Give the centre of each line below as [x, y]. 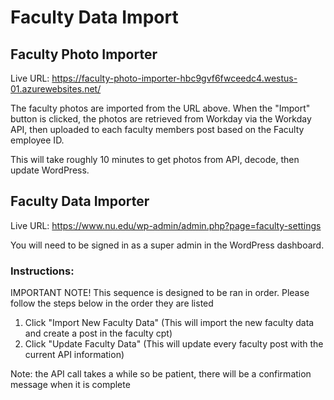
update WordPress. [50, 170]
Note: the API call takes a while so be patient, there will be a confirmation [161, 374]
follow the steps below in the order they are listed [112, 303]
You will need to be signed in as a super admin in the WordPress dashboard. [167, 245]
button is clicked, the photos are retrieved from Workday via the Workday [161, 119]
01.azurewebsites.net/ [56, 89]
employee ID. [37, 140]
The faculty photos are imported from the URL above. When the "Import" [160, 108]
